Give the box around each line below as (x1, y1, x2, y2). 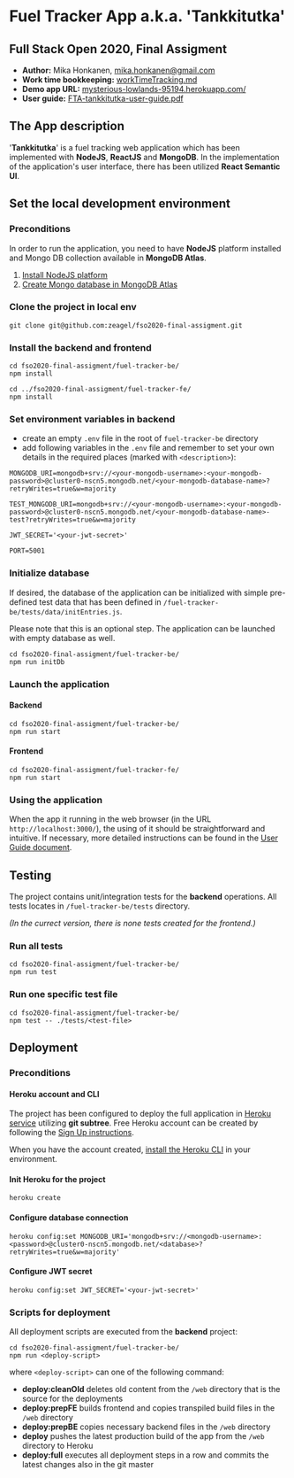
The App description (9, 119, 125, 134)
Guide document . (9, 842, 72, 853)
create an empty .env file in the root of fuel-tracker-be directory (21, 433, 259, 444)
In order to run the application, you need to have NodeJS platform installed (9, 243, 282, 253)
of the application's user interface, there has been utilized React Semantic (9, 161, 281, 172)
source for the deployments (21, 1393, 124, 1404)
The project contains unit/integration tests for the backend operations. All (9, 892, 277, 902)
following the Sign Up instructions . (9, 1127, 135, 1138)
